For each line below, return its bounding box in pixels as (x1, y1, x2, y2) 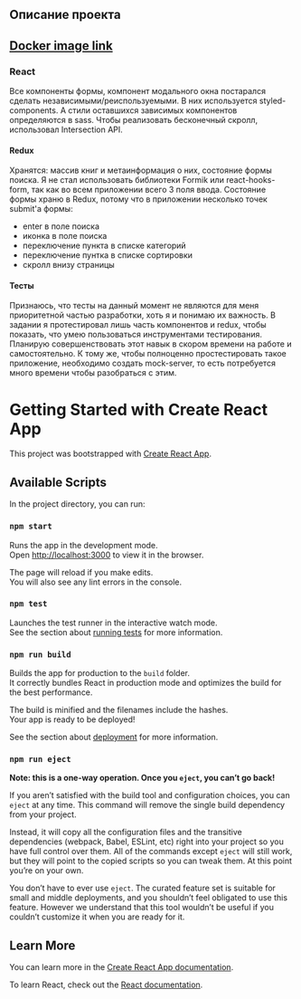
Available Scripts (9, 474, 107, 490)
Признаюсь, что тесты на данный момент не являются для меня (9, 300, 259, 311)
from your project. (9, 809, 77, 820)
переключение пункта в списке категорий (22, 240, 187, 252)
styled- (259, 95, 287, 107)
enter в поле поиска (22, 221, 100, 232)
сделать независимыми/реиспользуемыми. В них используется (9, 95, 258, 107)
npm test (9, 599, 48, 609)
